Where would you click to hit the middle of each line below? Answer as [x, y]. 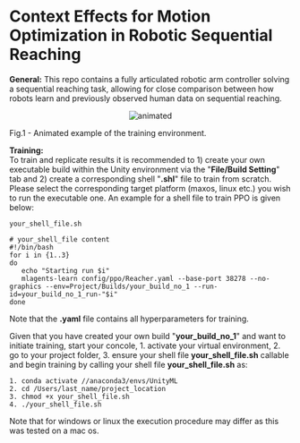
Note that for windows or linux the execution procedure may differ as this [144, 421]
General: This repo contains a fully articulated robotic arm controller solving [150, 79]
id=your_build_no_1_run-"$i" [64, 294]
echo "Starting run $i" [65, 270]
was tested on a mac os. [55, 430]
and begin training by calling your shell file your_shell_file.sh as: [129, 364]
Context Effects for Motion [110, 17]
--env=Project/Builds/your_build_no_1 [118, 286]
